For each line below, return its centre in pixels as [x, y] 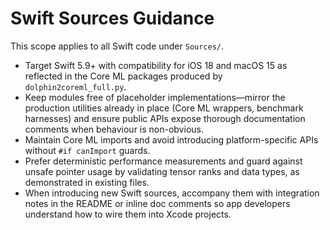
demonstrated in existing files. [87, 182]
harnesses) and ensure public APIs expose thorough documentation [165, 118]
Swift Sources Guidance [112, 18]
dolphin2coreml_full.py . [75, 86]
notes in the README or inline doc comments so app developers [157, 203]
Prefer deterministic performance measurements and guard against [163, 161]
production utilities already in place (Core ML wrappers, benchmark [164, 108]
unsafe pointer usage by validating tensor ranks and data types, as [162, 171]
